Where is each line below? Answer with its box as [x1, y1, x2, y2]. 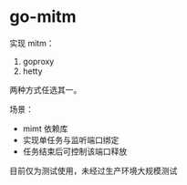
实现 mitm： [9, 37, 55, 48]
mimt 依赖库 [22, 123, 68, 134]
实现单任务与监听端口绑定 [22, 134, 119, 145]
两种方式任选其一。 [9, 84, 82, 95]
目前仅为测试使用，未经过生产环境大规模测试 [9, 165, 178, 176]
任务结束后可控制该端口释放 [22, 146, 128, 157]
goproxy [22, 56, 55, 67]
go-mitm [9, 6, 77, 27]
